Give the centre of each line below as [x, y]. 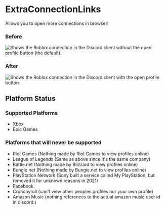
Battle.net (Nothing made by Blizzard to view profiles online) [75, 164]
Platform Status [30, 98]
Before [14, 37]
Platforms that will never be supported [53, 143]
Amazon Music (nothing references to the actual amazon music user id [86, 197]
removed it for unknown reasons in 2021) [55, 181]
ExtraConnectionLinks [53, 9]
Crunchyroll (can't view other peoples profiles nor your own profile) [83, 191]
